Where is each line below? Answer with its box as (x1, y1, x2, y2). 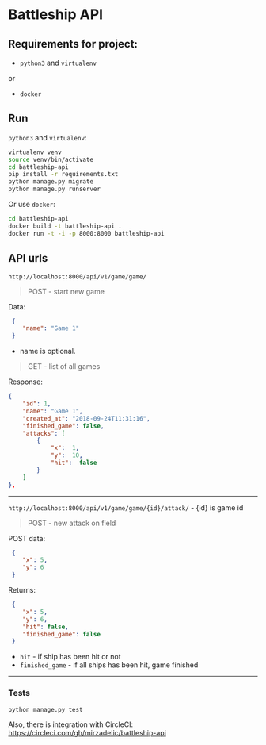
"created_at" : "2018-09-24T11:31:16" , (22, 414, 150, 422)
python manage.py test (8, 705, 83, 713)
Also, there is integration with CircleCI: (8, 720, 134, 729)
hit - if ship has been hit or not (19, 652, 121, 662)
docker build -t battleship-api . (8, 222, 123, 230)
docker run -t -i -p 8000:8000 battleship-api (8, 229, 165, 237)
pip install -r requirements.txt (8, 171, 119, 179)
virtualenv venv (8, 148, 62, 156)
